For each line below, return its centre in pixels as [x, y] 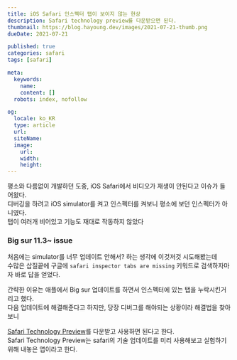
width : [30, 158]
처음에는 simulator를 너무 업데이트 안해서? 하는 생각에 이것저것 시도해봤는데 [112, 257]
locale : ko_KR [34, 119]
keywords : [28, 79]
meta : [15, 73]
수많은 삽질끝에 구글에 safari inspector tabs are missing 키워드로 [104, 266]
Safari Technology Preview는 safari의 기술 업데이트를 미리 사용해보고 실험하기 [117, 340]
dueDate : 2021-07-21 [38, 34]
